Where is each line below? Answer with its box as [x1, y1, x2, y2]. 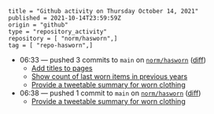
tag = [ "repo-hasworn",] [8, 41, 93, 49]
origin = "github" [8, 21, 68, 29]
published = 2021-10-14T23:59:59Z [8, 14, 122, 22]
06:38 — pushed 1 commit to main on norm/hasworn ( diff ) [19, 88, 201, 98]
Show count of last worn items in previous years [31, 72, 188, 81]
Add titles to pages [31, 63, 93, 73]
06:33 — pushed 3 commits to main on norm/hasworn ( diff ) [19, 55, 207, 64]
